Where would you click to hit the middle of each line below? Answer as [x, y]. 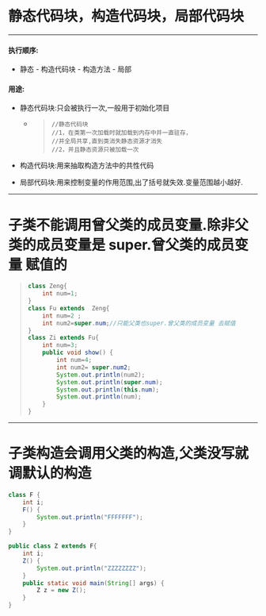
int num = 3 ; [60, 345]
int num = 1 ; [60, 294]
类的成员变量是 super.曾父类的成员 [122, 245]
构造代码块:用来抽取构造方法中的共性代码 [87, 166]
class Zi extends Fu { [63, 338]
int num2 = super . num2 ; [94, 367]
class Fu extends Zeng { [68, 308]
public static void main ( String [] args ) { [93, 583]
